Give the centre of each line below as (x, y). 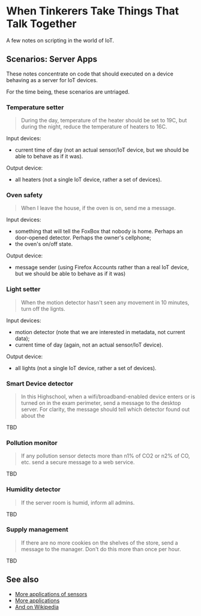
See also (22, 580)
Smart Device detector (40, 383)
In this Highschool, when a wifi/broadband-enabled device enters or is (108, 396)
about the (33, 416)
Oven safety (25, 195)
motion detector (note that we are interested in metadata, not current (100, 332)
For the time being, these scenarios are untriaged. (68, 92)
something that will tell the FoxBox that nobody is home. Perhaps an (99, 232)
